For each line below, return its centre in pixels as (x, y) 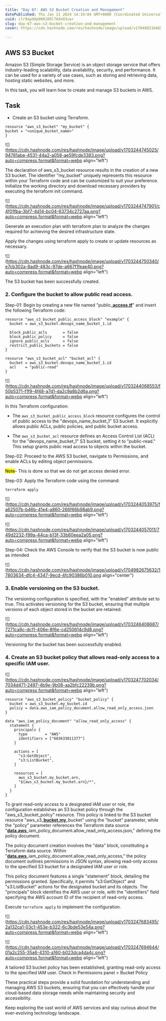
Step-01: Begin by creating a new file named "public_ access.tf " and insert (81, 305)
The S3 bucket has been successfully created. (52, 281)
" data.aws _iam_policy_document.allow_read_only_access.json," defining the (83, 830)
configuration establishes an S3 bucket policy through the (64, 809)
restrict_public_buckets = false (44, 345)
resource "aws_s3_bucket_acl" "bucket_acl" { (53, 359)
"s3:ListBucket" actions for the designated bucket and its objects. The (76, 886)
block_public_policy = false (44, 337)
